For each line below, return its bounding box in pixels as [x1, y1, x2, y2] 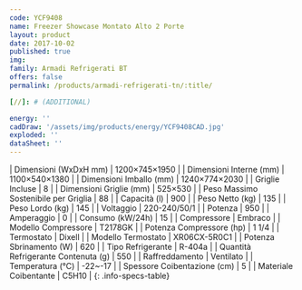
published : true [9, 47, 71, 56]
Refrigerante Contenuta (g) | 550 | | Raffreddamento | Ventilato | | [9, 251, 254, 262]
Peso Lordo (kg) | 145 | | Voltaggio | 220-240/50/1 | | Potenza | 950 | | [9, 203, 270, 214]
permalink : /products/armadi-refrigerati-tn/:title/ [9, 81, 213, 90]
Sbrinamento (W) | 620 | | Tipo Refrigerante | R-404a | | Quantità [9, 242, 252, 252]
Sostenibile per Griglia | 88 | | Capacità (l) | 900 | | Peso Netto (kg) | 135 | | [9, 193, 287, 204]
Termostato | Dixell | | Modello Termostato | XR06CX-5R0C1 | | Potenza [9, 232, 275, 242]
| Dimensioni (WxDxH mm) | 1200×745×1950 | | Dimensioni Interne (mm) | [9, 165, 285, 175]
